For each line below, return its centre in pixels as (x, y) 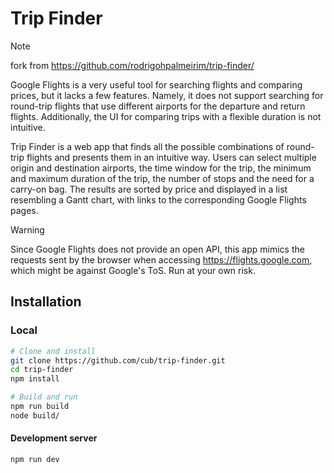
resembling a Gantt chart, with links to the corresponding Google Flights (158, 199)
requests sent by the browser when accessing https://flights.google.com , (161, 259)
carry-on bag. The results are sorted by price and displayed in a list (149, 189)
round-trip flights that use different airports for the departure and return (158, 106)
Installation (46, 302)
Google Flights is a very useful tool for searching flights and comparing (156, 84)
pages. (24, 210)
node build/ (35, 415)
